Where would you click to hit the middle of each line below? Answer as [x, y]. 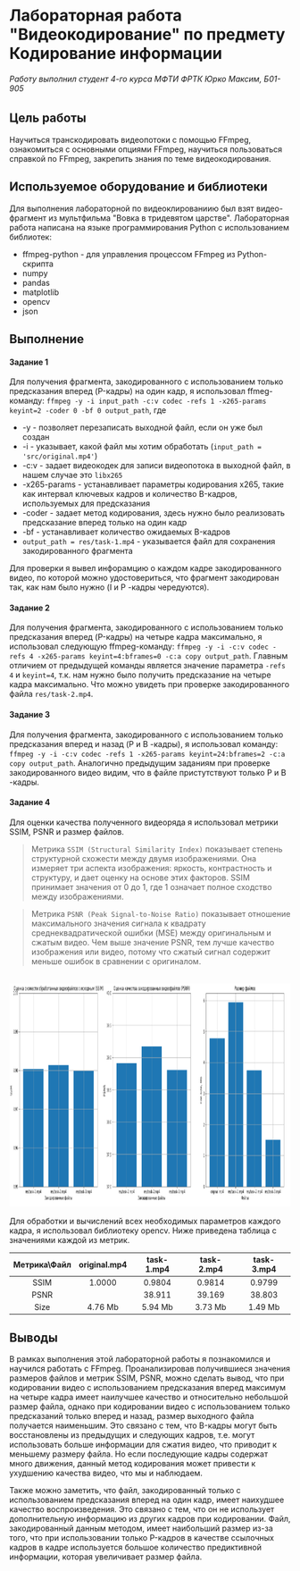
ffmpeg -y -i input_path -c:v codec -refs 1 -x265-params [156, 402]
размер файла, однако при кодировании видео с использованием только [150, 1407]
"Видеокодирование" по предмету [147, 34]
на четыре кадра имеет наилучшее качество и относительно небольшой [149, 1397]
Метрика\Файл [42, 1264]
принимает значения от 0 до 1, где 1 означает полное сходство [151, 886]
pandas [36, 282]
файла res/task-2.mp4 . [51, 694]
